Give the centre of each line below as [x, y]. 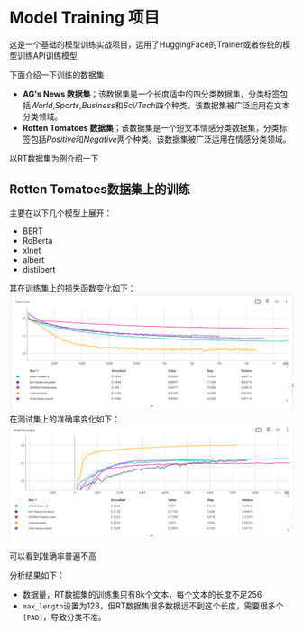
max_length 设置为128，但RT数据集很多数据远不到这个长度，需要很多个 [153, 606]
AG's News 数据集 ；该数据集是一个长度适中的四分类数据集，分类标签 [151, 94]
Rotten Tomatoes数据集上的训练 [100, 190]
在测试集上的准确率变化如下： [64, 419]
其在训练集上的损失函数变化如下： [73, 288]
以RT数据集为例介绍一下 [54, 158]
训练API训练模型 [47, 55]
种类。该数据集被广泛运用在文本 [230, 105]
